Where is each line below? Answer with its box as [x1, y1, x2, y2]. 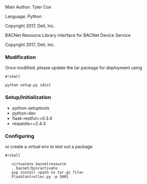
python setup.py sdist [5, 83, 51, 88]
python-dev [12, 110, 36, 116]
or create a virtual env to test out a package [5, 143, 93, 150]
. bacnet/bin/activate [11, 166, 57, 170]
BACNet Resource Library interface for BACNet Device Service [5, 33, 131, 38]
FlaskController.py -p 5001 [11, 174, 69, 179]
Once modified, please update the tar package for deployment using [5, 65, 143, 71]
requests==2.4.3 [12, 120, 46, 126]
